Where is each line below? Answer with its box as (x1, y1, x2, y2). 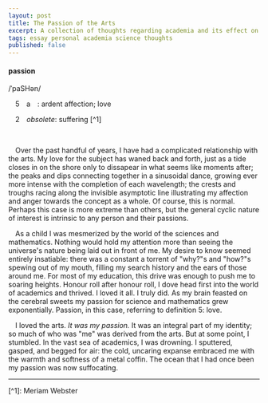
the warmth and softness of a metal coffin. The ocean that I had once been (8, 354, 254, 364)
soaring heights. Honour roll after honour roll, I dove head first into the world (8, 280, 259, 290)
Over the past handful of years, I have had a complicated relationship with (15, 145, 258, 156)
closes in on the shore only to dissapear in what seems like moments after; (8, 163, 254, 172)
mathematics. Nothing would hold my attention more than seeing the (8, 237, 234, 247)
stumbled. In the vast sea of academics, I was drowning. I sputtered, (8, 338, 233, 347)
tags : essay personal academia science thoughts (8, 34, 173, 42)
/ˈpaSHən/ (8, 84, 41, 93)
